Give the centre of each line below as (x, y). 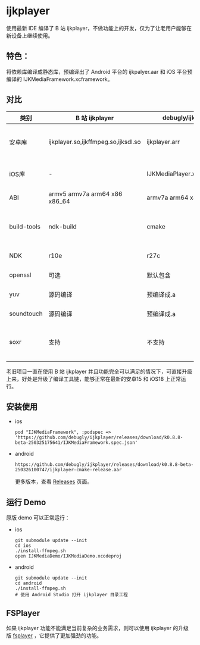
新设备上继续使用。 (30, 35)
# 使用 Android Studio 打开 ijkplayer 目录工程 (71, 595)
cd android (28, 583)
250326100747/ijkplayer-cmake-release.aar (68, 470)
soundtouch (26, 314)
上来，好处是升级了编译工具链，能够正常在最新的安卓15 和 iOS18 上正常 (94, 378)
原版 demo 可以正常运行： (38, 518)
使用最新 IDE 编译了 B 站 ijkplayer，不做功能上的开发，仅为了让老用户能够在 (99, 28)
